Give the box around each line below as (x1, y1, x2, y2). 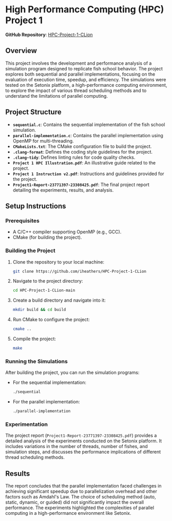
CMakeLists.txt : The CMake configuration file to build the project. (12, 143, 152, 150)
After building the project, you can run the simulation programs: (5, 369, 140, 376)
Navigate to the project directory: (12, 278, 83, 284)
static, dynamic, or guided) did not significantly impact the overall (5, 499, 144, 506)
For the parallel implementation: (12, 399, 80, 405)
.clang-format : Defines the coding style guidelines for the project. (12, 148, 153, 155)
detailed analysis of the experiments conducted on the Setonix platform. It (5, 438, 162, 444)
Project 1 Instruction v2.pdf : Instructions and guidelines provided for (12, 171, 164, 177)
